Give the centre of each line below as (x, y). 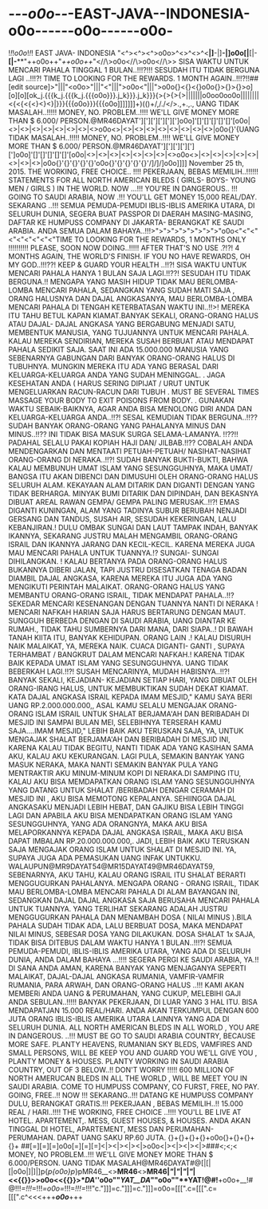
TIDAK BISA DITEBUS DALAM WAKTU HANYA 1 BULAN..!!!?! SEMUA (120, 943)
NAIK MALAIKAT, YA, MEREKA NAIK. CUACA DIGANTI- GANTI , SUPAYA (126, 646)
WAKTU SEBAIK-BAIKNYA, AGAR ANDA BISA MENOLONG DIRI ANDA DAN (130, 408)
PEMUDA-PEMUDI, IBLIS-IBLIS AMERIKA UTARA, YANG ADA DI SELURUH (130, 951)
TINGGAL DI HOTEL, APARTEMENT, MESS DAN (86, 1128)
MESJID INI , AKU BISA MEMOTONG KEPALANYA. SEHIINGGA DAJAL (122, 798)
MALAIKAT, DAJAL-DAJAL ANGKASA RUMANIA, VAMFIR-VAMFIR (116, 976)
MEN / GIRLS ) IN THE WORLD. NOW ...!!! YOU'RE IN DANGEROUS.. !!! (123, 188)
